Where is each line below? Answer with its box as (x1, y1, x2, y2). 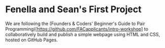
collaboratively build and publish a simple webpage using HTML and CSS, (5, 31, 160, 37)
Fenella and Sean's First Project (5, 4, 142, 15)
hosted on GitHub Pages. (5, 37, 58, 43)
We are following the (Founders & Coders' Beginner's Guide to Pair (5, 20, 145, 27)
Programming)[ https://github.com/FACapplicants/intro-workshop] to (5, 26, 149, 32)
